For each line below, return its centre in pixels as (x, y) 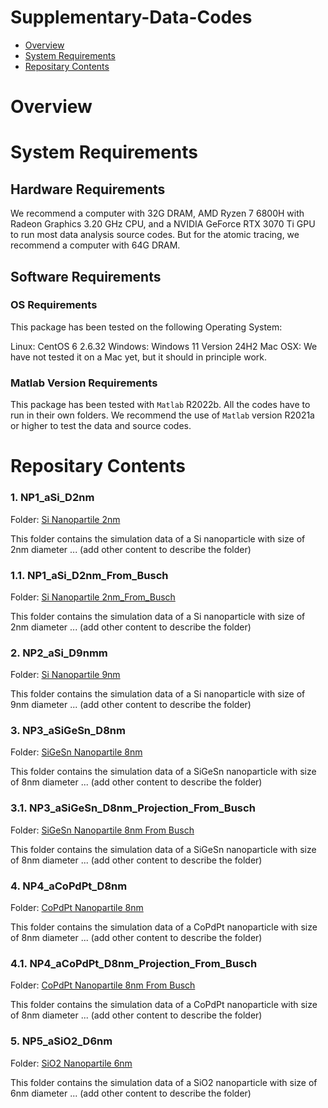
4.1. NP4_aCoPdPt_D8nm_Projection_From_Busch (134, 963)
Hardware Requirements (88, 189)
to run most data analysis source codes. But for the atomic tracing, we (155, 235)
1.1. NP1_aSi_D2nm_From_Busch (89, 575)
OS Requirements (54, 305)
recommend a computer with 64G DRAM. (95, 245)
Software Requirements (86, 276)
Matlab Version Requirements (84, 383)
